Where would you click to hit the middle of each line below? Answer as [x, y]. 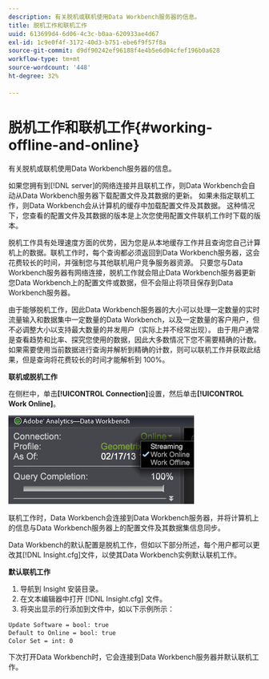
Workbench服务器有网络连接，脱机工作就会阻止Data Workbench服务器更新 [132, 272]
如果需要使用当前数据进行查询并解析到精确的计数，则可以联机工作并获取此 [131, 349]
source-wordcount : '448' [50, 68]
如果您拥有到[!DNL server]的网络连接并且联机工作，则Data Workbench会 [128, 185]
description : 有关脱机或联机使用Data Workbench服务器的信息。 [104, 17]
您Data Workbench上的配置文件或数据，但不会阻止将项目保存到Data [121, 282]
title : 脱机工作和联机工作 [48, 25]
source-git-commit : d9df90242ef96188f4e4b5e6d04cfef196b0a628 [114, 51]
